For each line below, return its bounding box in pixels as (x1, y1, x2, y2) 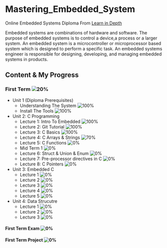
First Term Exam (5, 225, 40, 231)
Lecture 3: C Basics (19, 129, 60, 135)
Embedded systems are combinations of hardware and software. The (5, 29, 148, 35)
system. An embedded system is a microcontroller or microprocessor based (5, 40, 162, 46)
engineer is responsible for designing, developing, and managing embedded (5, 51, 162, 57)
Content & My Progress (5, 71, 79, 79)
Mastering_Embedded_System (5, 3, 136, 15)
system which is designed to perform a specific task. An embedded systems (5, 45, 163, 51)
